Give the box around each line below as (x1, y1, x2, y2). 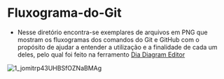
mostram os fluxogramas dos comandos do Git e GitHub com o (17, 35, 199, 43)
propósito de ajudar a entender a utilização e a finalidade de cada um (17, 43, 218, 51)
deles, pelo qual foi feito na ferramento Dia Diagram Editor (17, 50, 185, 59)
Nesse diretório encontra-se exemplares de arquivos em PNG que (17, 28, 208, 36)
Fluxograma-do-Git (7, 5, 122, 21)
